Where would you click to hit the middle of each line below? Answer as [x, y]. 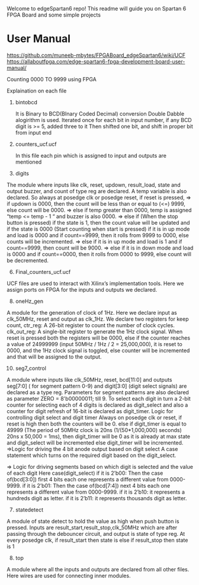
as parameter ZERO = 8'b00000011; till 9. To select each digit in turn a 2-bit [99, 398]
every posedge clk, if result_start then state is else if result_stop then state [97, 540]
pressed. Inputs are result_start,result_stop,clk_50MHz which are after [92, 528]
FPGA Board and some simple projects [54, 15]
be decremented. [28, 260]
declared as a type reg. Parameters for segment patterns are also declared [98, 392]
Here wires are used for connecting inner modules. [69, 576]
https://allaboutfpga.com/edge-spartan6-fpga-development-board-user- [96, 61]
